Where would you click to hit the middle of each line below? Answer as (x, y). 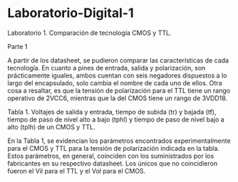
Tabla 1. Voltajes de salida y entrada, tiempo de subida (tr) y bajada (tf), (112, 112)
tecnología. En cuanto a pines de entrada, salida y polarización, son (107, 68)
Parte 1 (17, 46)
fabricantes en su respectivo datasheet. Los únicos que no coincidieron (113, 163)
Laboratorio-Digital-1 (71, 13)
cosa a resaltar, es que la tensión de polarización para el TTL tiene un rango (119, 90)
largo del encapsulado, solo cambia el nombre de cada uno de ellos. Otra (115, 82)
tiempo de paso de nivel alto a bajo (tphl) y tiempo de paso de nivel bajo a (116, 119)
